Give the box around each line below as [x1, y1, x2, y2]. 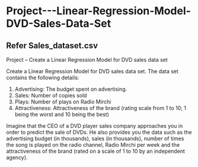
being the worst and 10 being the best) [14, 111, 110, 118]
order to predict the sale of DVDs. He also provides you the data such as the [6, 129, 193, 136]
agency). [6, 154, 28, 161]
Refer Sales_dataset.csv [6, 40, 98, 51]
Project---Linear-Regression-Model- [6, 4, 191, 18]
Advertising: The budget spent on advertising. [14, 86, 127, 93]
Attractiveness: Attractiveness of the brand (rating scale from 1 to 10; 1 [14, 105, 187, 111]
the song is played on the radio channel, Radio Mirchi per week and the [6, 141, 180, 148]
